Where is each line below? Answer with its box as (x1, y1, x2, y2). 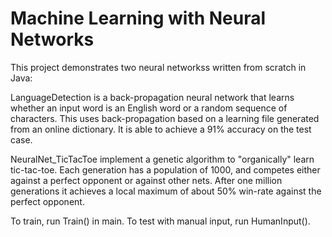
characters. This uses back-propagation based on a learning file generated (10, 112, 320, 124)
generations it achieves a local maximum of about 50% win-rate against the (10, 185, 322, 197)
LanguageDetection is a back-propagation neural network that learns (10, 91, 295, 103)
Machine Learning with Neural (10, 7, 267, 30)
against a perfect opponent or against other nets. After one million (10, 174, 283, 186)
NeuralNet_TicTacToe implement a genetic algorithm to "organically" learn (10, 153, 315, 165)
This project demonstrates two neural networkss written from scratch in (10, 61, 307, 73)
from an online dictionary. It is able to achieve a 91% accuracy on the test (10, 123, 312, 135)
